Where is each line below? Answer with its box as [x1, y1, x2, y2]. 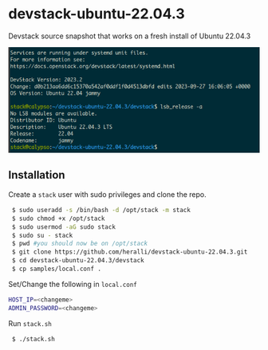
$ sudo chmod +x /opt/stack [11, 214, 105, 222]
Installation [8, 168, 65, 182]
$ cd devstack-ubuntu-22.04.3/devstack [11, 257, 145, 265]
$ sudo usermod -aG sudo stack [11, 222, 116, 231]
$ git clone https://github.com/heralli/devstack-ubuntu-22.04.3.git [11, 248, 248, 256]
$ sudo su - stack [11, 231, 73, 239]
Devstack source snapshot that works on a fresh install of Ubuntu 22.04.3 [8, 31, 251, 41]
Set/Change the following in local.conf [8, 279, 137, 289]
